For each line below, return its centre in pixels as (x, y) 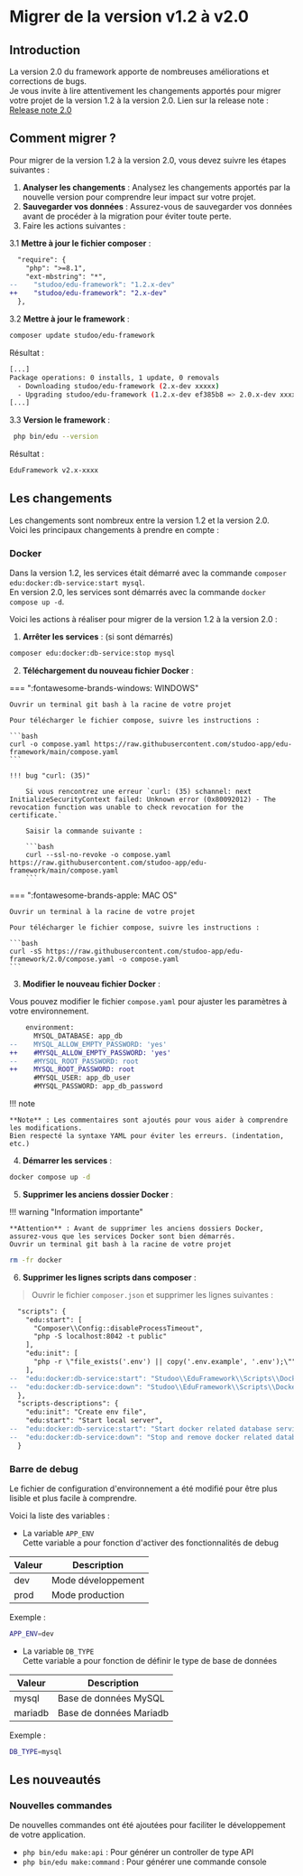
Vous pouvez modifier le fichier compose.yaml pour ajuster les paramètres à (148, 1002)
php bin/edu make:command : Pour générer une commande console (145, 1862)
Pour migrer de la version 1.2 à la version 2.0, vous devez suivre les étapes (148, 160)
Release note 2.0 (41, 110)
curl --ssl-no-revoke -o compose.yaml (98, 855)
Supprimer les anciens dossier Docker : (98, 1194)
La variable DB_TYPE (58, 1651)
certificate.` (36, 816)
